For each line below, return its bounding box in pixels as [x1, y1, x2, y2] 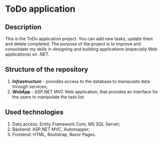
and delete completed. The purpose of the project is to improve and [5, 41, 142, 47]
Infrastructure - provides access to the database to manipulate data [12, 78, 150, 84]
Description [5, 23, 41, 31]
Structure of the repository [5, 65, 89, 74]
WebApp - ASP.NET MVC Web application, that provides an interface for [12, 89, 159, 95]
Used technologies [5, 108, 64, 117]
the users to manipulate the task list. [12, 94, 85, 100]
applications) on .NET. [5, 51, 50, 57]
